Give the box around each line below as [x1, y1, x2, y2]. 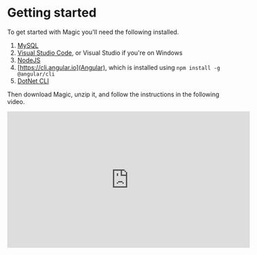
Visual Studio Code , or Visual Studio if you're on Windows [17, 49, 183, 57]
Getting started [7, 5, 97, 21]
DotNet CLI [17, 76, 50, 85]
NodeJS [17, 55, 41, 64]
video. [7, 97, 26, 105]
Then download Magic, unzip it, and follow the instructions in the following [7, 90, 220, 98]
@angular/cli [17, 71, 55, 78]
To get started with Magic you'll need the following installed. [7, 28, 179, 36]
